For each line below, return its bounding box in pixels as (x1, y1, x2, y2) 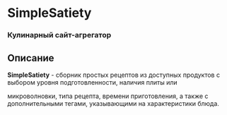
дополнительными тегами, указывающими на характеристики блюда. (7, 99, 219, 107)
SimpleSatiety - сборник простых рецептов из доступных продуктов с (7, 71, 221, 79)
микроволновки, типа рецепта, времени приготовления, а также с (7, 92, 209, 100)
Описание (7, 52, 54, 64)
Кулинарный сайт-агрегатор (7, 30, 112, 40)
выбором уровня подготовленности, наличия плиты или (7, 78, 177, 86)
